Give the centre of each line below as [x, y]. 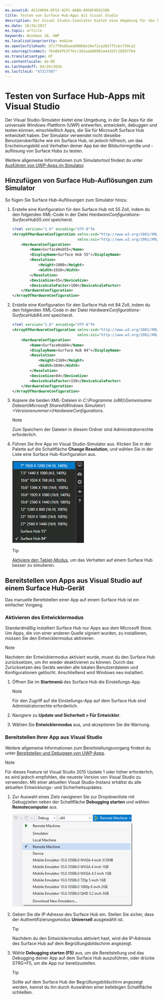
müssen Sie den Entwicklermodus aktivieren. [50, 638]
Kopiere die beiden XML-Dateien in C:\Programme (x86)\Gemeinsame [82, 401]
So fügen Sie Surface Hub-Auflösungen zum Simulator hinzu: [66, 200]
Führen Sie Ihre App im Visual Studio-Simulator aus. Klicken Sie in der [81, 444]
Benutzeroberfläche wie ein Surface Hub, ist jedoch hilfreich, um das [74, 141]
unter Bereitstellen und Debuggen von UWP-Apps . [55, 753]
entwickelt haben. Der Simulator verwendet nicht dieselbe [63, 135]
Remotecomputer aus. [35, 807]
